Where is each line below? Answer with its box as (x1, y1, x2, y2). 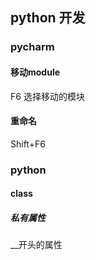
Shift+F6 (10, 138, 46, 150)
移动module (10, 66, 61, 78)
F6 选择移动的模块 (10, 90, 85, 102)
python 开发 (10, 9, 86, 27)
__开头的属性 (10, 239, 63, 251)
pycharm (10, 40, 55, 54)
